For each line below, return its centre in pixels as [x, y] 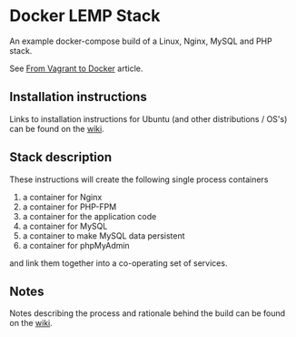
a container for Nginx [62, 197]
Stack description [61, 157]
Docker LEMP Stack [85, 16]
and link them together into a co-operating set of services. [118, 263]
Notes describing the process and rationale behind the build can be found [148, 313]
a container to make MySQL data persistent [104, 235]
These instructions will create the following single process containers [139, 179]
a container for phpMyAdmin [76, 245]
